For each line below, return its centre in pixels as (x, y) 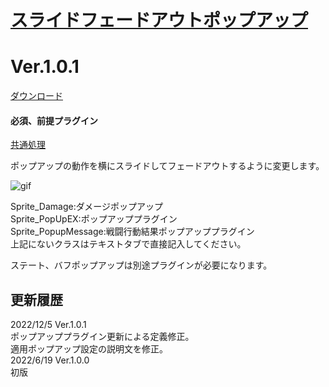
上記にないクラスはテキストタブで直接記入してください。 (128, 244)
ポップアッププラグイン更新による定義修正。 (102, 337)
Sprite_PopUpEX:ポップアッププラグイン (94, 219)
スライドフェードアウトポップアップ (159, 20)
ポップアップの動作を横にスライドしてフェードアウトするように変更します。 (167, 166)
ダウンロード (36, 96)
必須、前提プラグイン (54, 120)
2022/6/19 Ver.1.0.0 (50, 360)
